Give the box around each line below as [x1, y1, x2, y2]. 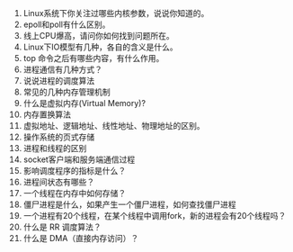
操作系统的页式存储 [22, 131, 95, 142]
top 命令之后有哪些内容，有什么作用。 [22, 53, 164, 63]
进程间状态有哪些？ [22, 176, 95, 187]
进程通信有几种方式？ [22, 64, 102, 75]
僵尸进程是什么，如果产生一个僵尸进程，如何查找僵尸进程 [22, 199, 236, 210]
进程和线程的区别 [22, 143, 87, 153]
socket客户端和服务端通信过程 [22, 154, 136, 165]
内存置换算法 [22, 109, 71, 120]
